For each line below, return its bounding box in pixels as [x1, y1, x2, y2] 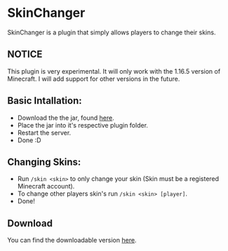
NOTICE [7, 48, 43, 60]
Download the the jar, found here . [17, 114, 114, 122]
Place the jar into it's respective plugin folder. [17, 121, 149, 129]
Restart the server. [17, 128, 72, 137]
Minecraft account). [17, 182, 75, 191]
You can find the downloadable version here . [7, 236, 137, 245]
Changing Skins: [7, 156, 81, 168]
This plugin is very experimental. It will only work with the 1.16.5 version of [7, 67, 221, 75]
